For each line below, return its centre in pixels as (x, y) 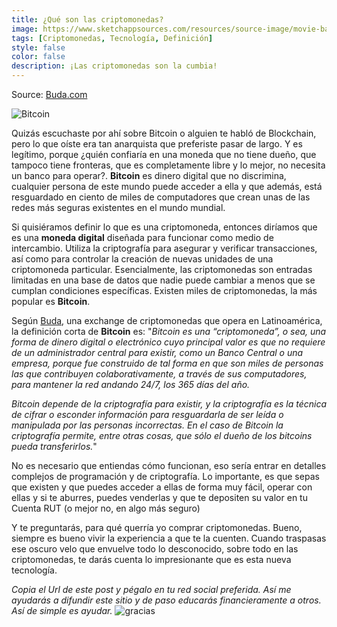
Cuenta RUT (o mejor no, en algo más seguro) (106, 508)
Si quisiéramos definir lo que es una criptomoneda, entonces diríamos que (164, 227)
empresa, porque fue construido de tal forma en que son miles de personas (167, 363)
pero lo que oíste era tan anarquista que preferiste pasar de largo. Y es (157, 144)
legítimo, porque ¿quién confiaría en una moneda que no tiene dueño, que (164, 154)
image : (25, 29)
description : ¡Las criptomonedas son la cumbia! (114, 66)
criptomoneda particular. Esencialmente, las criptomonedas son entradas (162, 269)
